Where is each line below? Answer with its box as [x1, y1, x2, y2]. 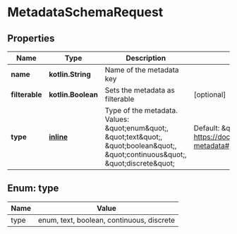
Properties [7, 32, 55, 44]
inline [49, 132, 68, 142]
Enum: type [7, 183, 59, 195]
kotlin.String [49, 70, 92, 79]
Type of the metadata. [104, 106, 178, 115]
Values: [104, 114, 129, 124]
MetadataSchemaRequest [7, 4, 164, 20]
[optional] [193, 90, 226, 99]
